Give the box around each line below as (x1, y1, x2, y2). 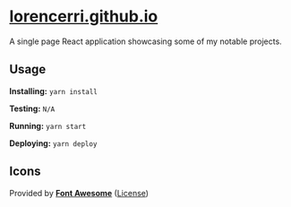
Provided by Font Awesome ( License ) (9, 187, 150, 198)
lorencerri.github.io (9, 6, 158, 27)
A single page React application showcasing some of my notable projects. (9, 36, 282, 47)
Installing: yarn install (9, 85, 98, 96)
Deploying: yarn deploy (9, 137, 98, 149)
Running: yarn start (9, 120, 87, 131)
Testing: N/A (9, 103, 56, 114)
